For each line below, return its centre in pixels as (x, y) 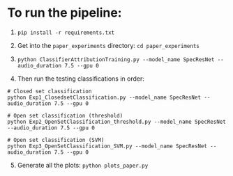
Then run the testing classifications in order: (81, 79)
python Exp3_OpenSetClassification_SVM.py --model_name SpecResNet (107, 146)
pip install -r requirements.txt (66, 33)
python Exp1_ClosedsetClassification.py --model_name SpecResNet (104, 97)
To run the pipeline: (65, 13)
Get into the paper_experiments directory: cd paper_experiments (108, 45)
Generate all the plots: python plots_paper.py (83, 165)
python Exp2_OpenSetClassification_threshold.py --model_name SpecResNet (117, 122)
